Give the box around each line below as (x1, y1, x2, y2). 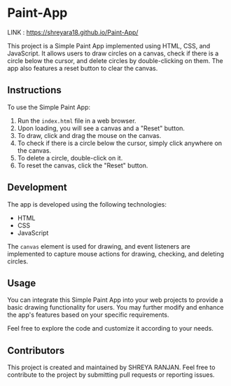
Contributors (7, 345, 65, 357)
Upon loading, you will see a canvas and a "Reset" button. (17, 124, 185, 132)
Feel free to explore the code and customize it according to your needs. (7, 324, 213, 333)
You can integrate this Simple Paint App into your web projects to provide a (7, 296, 224, 304)
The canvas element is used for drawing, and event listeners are (7, 242, 190, 250)
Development (7, 181, 68, 193)
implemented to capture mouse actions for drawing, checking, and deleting (7, 249, 225, 258)
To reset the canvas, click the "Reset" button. (17, 161, 148, 170)
